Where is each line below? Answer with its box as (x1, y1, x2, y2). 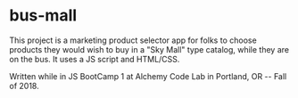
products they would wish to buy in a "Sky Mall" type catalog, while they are (9, 44, 290, 54)
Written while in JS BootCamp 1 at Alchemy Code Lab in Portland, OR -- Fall (9, 70, 287, 81)
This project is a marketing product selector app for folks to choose (9, 35, 257, 45)
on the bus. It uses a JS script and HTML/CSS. (9, 53, 180, 64)
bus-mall (9, 5, 78, 26)
